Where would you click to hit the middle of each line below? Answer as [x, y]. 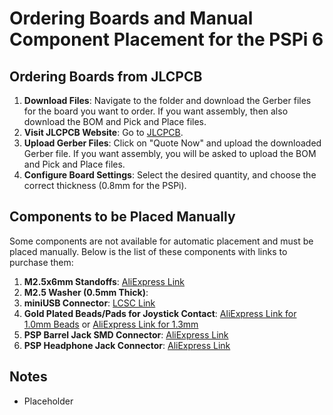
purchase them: [41, 262]
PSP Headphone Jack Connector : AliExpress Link [127, 345]
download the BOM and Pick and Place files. [115, 121]
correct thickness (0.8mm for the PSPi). [105, 185]
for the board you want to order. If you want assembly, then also [156, 111]
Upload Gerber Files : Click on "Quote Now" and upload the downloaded [172, 143]
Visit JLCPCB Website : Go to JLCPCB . [103, 132]
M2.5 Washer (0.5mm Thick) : [86, 292]
